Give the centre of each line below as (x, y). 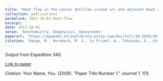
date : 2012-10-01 (23, 27)
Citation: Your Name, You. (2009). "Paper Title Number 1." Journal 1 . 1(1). (78, 73)
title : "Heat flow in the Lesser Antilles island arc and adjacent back (80, 9)
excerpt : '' (17, 23)
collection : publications (31, 14)
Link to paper (18, 64)
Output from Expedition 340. (33, 54)
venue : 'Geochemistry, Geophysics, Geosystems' (54, 32)
